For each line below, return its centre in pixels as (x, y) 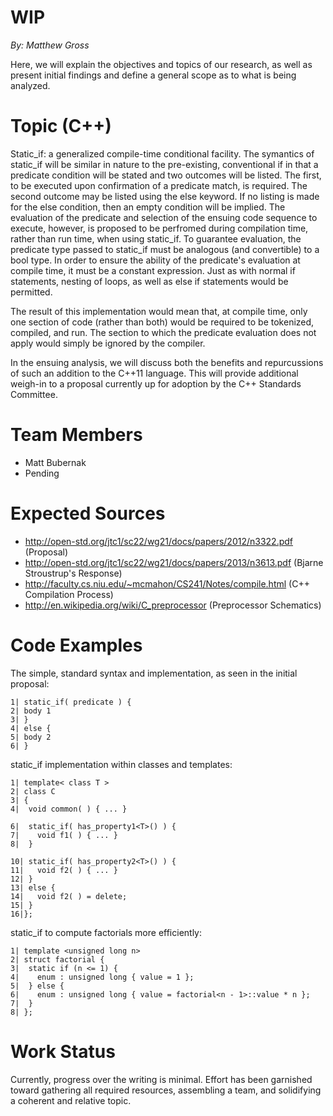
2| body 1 (31, 711)
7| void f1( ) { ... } (64, 835)
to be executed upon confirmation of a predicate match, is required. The (159, 185)
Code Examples (76, 645)
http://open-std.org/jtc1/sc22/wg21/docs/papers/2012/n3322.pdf (159, 541)
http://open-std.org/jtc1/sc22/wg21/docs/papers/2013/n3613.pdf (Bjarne (174, 562)
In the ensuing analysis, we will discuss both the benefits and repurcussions (167, 362)
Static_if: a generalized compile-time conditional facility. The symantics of (162, 153)
